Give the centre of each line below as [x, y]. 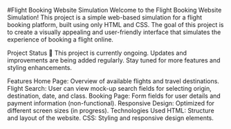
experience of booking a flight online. [61, 40]
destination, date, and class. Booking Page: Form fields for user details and [114, 96]
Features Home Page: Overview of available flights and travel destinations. [113, 81]
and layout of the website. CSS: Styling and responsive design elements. [111, 118]
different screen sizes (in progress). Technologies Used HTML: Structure [111, 111]
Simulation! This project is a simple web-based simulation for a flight [105, 17]
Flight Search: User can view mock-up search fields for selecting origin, [110, 88]
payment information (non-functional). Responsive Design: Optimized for [111, 103]
